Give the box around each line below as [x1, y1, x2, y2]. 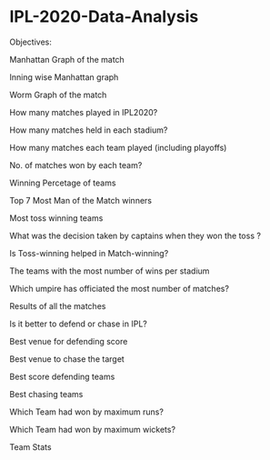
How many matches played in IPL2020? [9, 106, 158, 117]
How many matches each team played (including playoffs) [9, 142, 227, 153]
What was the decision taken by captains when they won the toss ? [9, 230, 262, 241]
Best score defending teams [9, 371, 115, 382]
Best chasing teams [9, 388, 84, 399]
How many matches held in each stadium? [9, 125, 168, 135]
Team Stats [9, 441, 52, 452]
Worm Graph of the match [9, 89, 107, 100]
